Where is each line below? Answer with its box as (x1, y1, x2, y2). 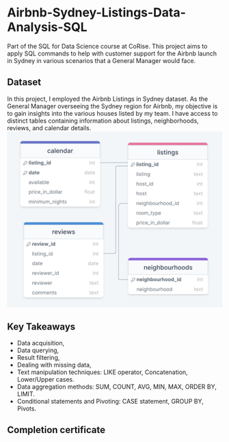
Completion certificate (7, 424, 106, 436)
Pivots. (16, 404, 36, 413)
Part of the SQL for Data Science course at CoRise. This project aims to (7, 42, 208, 50)
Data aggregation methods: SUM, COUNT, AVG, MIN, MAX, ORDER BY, (16, 382, 217, 391)
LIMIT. (16, 390, 36, 398)
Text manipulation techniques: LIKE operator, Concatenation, (16, 368, 188, 376)
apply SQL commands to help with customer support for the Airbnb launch (7, 49, 217, 58)
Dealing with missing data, (16, 361, 92, 369)
